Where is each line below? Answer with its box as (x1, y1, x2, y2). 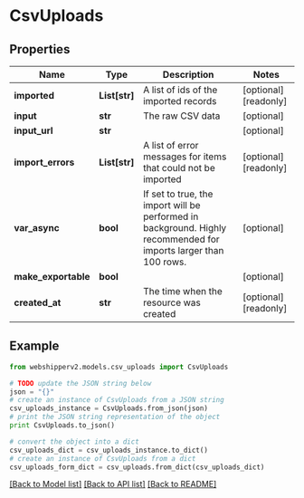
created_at (14, 296, 62, 309)
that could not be (143, 162, 215, 174)
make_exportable (14, 271, 90, 283)
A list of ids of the (143, 83, 218, 96)
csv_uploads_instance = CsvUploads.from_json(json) (9, 404, 208, 413)
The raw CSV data (143, 110, 221, 122)
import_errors (14, 156, 75, 168)
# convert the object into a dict (9, 436, 140, 446)
